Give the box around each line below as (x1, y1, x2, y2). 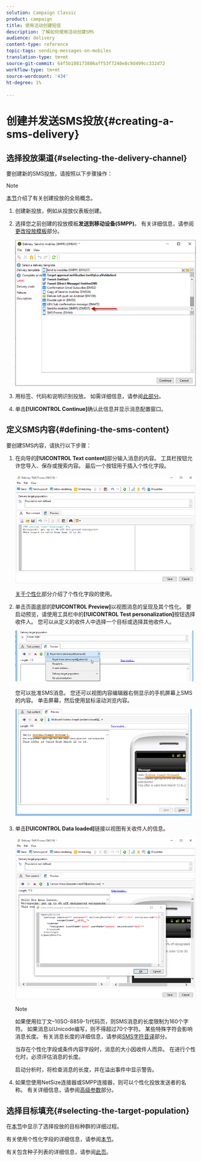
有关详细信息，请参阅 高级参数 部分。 (26, 1086, 117, 1094)
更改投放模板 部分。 (14, 227, 63, 235)
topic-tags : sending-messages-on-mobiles (6, 48, 112, 54)
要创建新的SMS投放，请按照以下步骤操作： (6, 170, 113, 177)
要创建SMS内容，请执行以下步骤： (6, 442, 92, 449)
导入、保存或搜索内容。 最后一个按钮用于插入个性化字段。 (25, 462, 170, 469)
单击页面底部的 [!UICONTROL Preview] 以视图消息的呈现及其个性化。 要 (14, 603, 192, 610)
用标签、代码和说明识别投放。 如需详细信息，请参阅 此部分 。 (14, 392, 164, 399)
